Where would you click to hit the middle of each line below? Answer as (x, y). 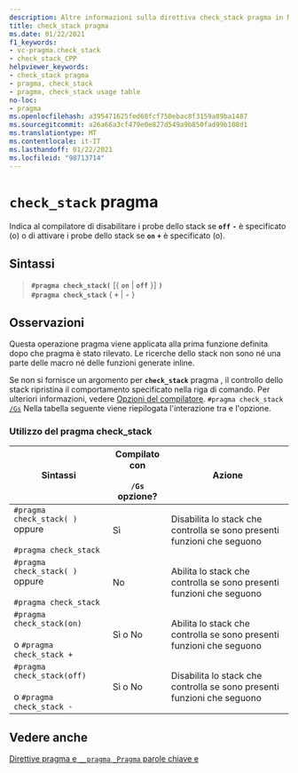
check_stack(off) (50, 676)
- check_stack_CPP (43, 59)
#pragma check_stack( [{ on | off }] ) (97, 285)
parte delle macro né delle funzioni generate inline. (102, 363)
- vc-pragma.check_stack (55, 51)
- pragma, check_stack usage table (75, 92)
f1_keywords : (33, 42)
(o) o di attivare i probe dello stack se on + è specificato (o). (118, 235)
